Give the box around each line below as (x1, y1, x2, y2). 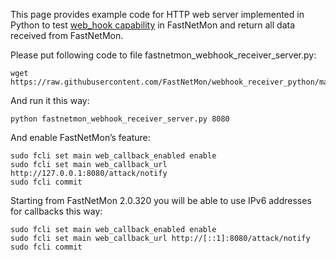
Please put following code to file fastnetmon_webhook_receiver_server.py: (10, 49, 317, 61)
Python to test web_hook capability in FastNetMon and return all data (10, 19, 296, 31)
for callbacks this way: (10, 205, 103, 217)
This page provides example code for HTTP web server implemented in (10, 9, 305, 20)
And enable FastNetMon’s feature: (10, 132, 151, 143)
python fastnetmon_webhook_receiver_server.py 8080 (10, 114, 230, 124)
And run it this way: (10, 95, 90, 106)
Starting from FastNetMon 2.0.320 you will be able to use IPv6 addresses (10, 195, 312, 206)
